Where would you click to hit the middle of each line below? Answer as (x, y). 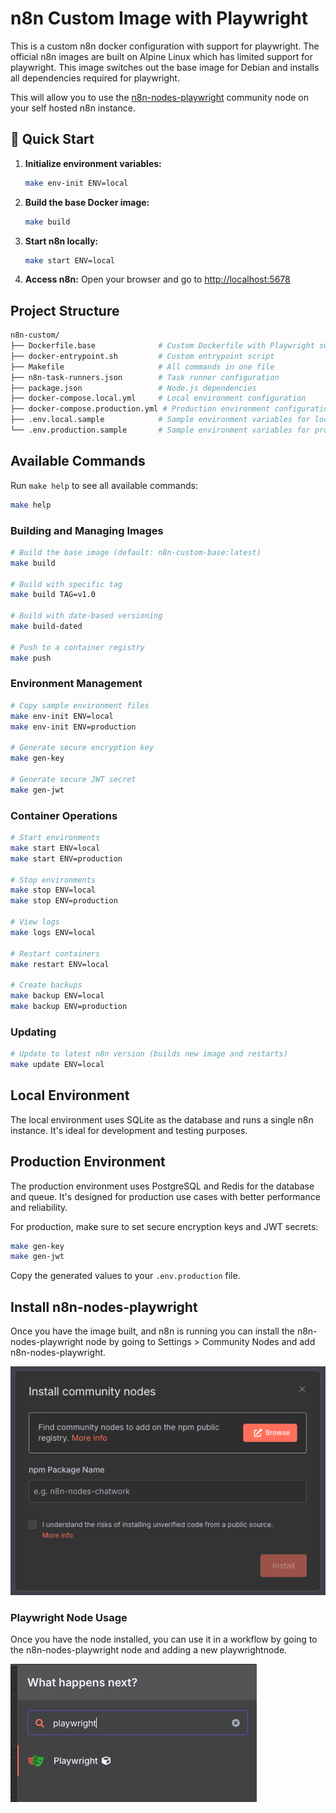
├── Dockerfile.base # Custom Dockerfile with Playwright (162, 346)
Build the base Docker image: (87, 202)
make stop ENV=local (53, 890)
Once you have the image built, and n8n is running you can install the (152, 1331)
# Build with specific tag (66, 584)
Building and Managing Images (87, 530)
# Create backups (46, 985)
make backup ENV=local (57, 996)
